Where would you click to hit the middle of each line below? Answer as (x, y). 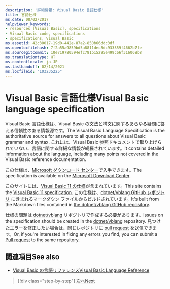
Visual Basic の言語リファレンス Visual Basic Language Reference (81, 270)
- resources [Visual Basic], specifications (53, 29)
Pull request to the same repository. (42, 240)
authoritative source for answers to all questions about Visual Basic (76, 136)
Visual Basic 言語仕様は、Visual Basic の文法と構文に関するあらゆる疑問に (83, 124)
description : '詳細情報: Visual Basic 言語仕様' (55, 10)
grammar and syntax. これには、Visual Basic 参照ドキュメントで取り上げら (84, 142)
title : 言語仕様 (21, 15)
